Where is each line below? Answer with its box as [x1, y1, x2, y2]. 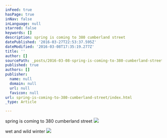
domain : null [9, 81, 37, 86]
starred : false [5, 26, 37, 31]
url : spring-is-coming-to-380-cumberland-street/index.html [5, 95, 133, 100]
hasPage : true [5, 12, 35, 17]
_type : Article [5, 100, 37, 105]
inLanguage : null [5, 21, 41, 26]
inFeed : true [5, 7, 32, 12]
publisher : [5, 72, 28, 77]
